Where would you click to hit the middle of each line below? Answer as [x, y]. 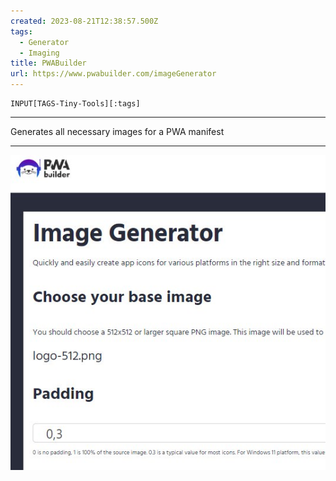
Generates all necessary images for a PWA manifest [117, 131]
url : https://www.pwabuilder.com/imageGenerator [113, 74]
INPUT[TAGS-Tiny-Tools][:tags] [75, 104]
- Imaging [39, 53]
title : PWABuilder [48, 63]
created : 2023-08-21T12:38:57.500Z [84, 21]
